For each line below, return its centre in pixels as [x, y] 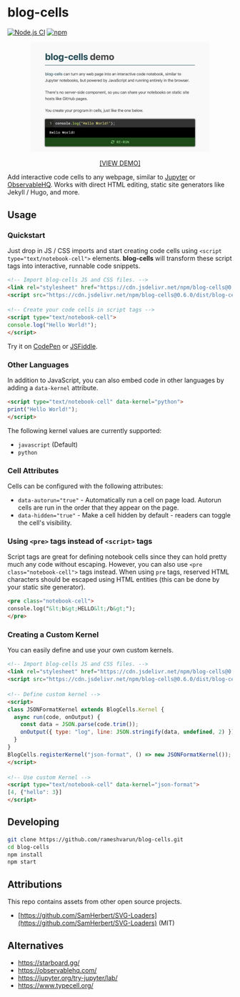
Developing [33, 822]
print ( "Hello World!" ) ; [43, 410]
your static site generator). [46, 587]
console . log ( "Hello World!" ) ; [52, 325]
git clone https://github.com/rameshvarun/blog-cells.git [95, 839]
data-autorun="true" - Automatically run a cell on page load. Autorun [119, 500]
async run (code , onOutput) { [57, 717]
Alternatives [36, 945]
